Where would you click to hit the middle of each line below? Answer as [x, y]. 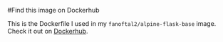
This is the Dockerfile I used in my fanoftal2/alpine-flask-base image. [112, 23]
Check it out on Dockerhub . [48, 31]
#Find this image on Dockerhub [53, 10]
